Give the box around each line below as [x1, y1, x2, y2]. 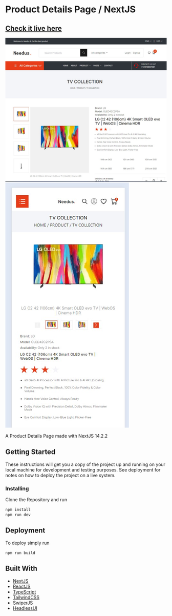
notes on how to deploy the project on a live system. [5, 472, 116, 478]
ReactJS [12, 583, 31, 589]
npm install [5, 507, 31, 512]
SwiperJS [12, 600, 33, 606]
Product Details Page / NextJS [5, 4, 136, 15]
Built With [5, 564, 37, 573]
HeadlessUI [12, 605, 37, 611]
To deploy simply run [5, 540, 50, 546]
